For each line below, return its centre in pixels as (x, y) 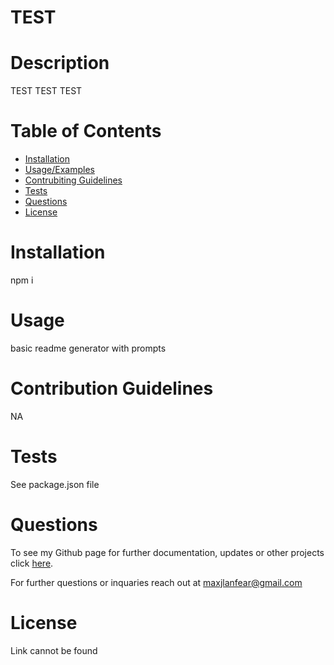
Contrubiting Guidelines (73, 180)
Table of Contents (86, 131)
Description (60, 63)
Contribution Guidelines (112, 388)
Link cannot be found (54, 650)
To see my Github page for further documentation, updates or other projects (167, 552)
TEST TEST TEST (46, 91)
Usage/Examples (59, 170)
